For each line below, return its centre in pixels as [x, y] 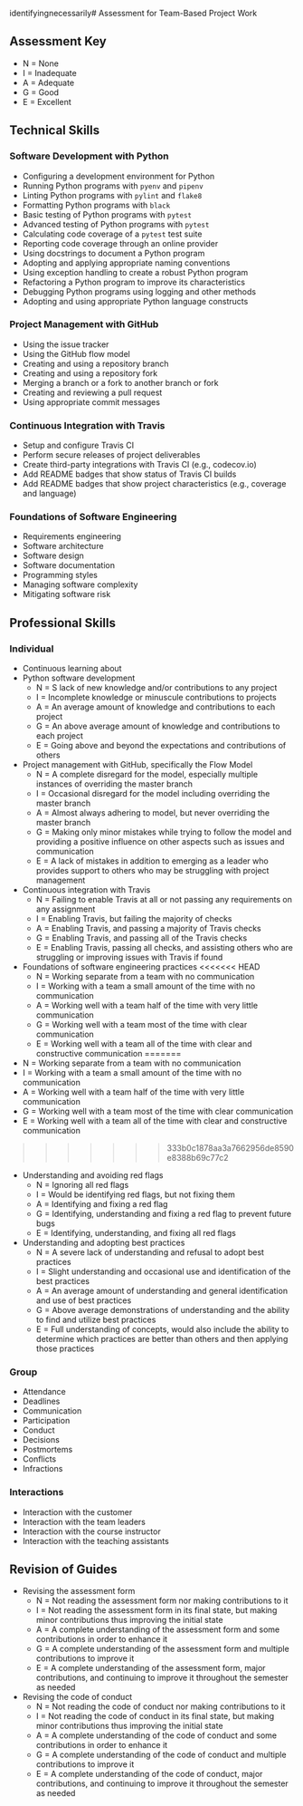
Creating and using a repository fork [90, 373]
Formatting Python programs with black [96, 205]
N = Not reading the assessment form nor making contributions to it [162, 1601]
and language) [49, 494]
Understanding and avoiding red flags [93, 1175]
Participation [46, 1421]
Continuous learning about [72, 669]
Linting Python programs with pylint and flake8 [112, 195]
